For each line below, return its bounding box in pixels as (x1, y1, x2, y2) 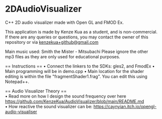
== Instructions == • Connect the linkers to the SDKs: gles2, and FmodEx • (5, 63, 155, 69)
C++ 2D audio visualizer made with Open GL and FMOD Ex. (5, 19, 124, 25)
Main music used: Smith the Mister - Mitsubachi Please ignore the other (5, 49, 148, 54)
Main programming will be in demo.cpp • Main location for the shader (5, 68, 145, 74)
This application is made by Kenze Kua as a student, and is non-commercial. (5, 29, 158, 34)
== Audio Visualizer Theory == (5, 88, 67, 94)
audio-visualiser (5, 108, 37, 115)
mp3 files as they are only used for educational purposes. (5, 53, 120, 59)
